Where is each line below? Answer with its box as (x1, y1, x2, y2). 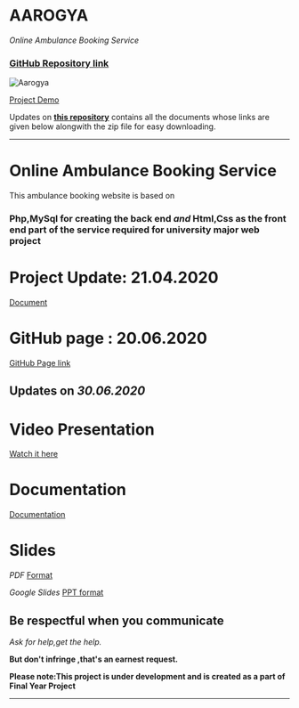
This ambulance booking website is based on (9, 191, 175, 201)
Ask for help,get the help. (9, 636, 102, 647)
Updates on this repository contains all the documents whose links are (9, 112, 270, 123)
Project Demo (9, 94, 60, 105)
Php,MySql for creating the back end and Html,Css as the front (9, 213, 287, 225)
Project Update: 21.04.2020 (9, 268, 219, 288)
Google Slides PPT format (9, 587, 104, 598)
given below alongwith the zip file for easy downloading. (9, 121, 216, 132)
